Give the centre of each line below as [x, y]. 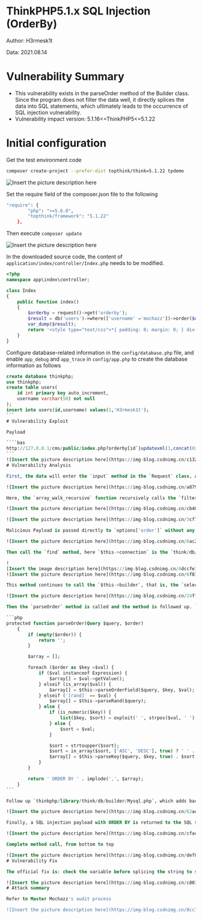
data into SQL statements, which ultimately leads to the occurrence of [101, 106]
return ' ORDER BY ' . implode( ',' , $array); [86, 779]
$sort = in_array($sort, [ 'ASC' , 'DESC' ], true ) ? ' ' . [122, 751]
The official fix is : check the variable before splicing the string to [99, 871]
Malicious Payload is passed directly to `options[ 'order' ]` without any [101, 531]
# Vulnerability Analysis [38, 465]
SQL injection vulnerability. [48, 112]
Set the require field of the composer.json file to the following [82, 194]
